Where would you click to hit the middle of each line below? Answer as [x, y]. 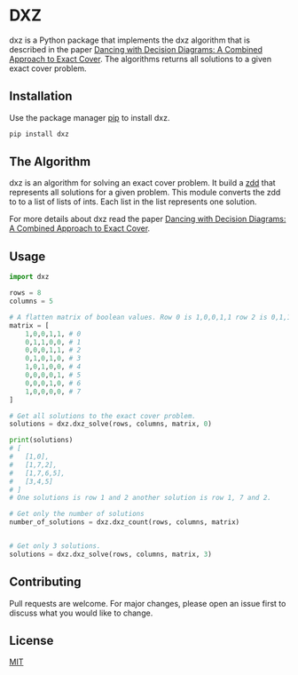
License [31, 640]
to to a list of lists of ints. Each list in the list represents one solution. [133, 202]
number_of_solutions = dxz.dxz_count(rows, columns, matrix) [125, 522]
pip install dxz [39, 134]
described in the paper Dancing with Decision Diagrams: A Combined [136, 49]
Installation [41, 96]
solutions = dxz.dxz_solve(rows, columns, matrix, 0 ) [111, 424]
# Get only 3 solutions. [55, 546]
